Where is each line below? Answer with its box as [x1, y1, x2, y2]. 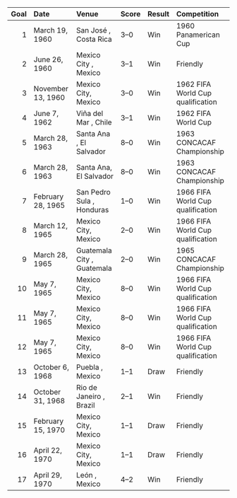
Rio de [76, 383, 97, 392]
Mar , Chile [76, 117, 112, 127]
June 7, [33, 109, 59, 118]
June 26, [33, 54, 63, 64]
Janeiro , [76, 392, 105, 401]
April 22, [33, 446, 62, 455]
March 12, [33, 221, 68, 231]
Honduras [76, 205, 109, 214]
